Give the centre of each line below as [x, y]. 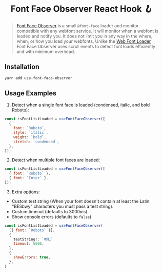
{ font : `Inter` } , [29, 178]
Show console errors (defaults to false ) [51, 217]
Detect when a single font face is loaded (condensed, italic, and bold [81, 105]
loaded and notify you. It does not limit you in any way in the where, [84, 36]
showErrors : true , [32, 257]
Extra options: [26, 192]
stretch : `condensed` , [36, 142]
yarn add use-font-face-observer [39, 78]
